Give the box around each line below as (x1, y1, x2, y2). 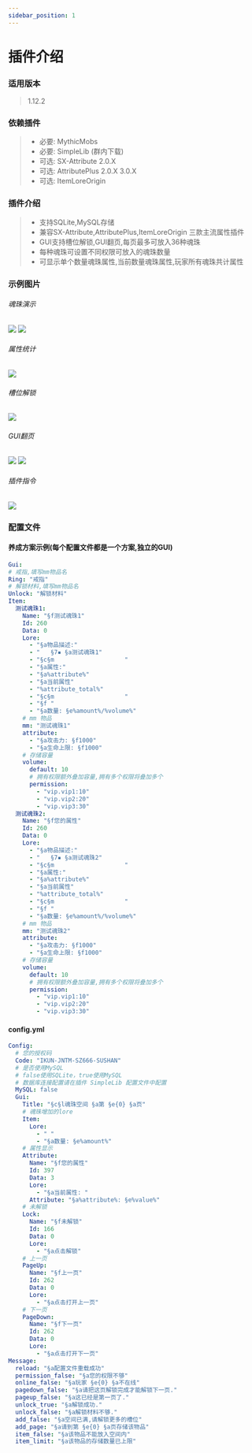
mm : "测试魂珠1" (22, 722, 71, 730)
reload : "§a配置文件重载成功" (15, 1364, 105, 1372)
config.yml (8, 1024, 45, 1034)
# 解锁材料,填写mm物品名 (8, 582, 79, 591)
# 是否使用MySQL (15, 1064, 64, 1072)
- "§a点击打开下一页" (36, 1349, 99, 1358)
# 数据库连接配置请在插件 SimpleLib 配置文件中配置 (15, 1079, 167, 1087)
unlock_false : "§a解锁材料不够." (15, 1408, 118, 1416)
